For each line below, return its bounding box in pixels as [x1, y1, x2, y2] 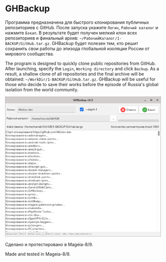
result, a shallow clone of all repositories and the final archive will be [5, 71, 144, 77]
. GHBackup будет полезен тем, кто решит [49, 40, 138, 46]
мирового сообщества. [5, 50, 54, 57]
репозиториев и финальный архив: [5, 35, 79, 41]
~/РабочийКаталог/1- [79, 36, 122, 41]
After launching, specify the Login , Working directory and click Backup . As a [5, 65, 160, 72]
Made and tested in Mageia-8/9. [5, 251, 71, 257]
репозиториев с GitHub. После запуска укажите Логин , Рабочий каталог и [5, 24, 159, 30]
